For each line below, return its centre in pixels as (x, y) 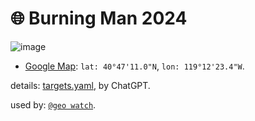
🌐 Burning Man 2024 (99, 18)
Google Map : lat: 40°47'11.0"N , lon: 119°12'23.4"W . (134, 66)
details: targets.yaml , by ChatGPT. (80, 85)
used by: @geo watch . (53, 104)
